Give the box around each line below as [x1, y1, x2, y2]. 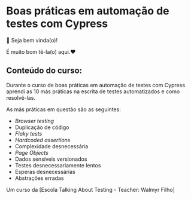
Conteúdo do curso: [6, 66, 83, 76]
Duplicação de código [14, 124, 69, 131]
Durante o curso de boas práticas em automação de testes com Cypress [6, 81, 186, 88]
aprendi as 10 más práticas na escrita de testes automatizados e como [6, 88, 180, 95]
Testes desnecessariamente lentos [14, 161, 101, 169]
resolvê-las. [6, 94, 36, 101]
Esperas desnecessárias [14, 168, 76, 175]
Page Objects [14, 149, 49, 156]
